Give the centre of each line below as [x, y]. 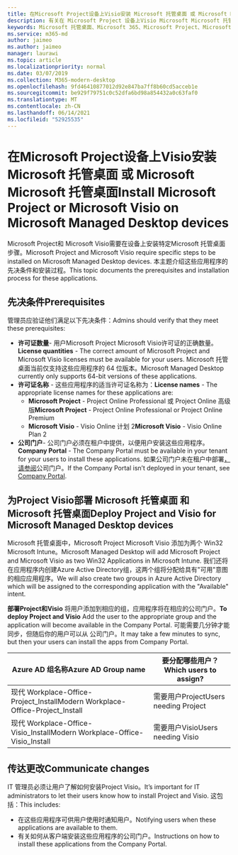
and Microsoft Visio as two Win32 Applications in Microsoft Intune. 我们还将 [118, 561]
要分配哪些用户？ [190, 661]
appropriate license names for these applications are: [95, 393]
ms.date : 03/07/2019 [38, 73]
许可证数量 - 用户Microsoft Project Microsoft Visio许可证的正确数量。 [117, 343]
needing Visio [176, 737]
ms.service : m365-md [38, 34]
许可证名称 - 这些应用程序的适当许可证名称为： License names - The [118, 385]
